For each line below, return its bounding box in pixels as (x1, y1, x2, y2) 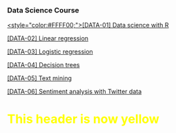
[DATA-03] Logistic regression (7, 47, 93, 56)
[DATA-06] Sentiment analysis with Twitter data (7, 88, 142, 96)
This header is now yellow (7, 112, 160, 127)
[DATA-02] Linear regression (7, 34, 88, 43)
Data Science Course (7, 5, 79, 15)
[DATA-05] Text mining (7, 74, 72, 82)
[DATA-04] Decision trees (7, 61, 80, 69)
